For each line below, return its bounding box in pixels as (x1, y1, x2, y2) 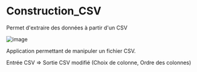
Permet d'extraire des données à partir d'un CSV (6, 24, 128, 31)
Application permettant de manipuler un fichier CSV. (6, 47, 136, 55)
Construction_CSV (6, 4, 102, 18)
